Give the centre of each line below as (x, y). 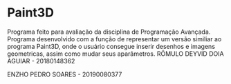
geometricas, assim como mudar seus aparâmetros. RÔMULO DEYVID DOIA (115, 54)
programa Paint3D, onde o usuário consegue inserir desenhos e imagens (111, 46)
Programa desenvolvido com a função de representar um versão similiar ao (114, 39)
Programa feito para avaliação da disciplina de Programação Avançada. (109, 32)
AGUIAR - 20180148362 (41, 61)
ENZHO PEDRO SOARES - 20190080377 (65, 74)
